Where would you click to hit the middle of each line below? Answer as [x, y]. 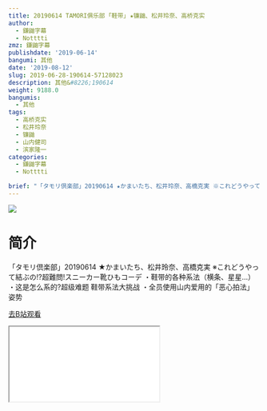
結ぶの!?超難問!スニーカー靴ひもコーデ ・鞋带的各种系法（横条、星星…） [135, 277]
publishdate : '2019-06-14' [53, 53]
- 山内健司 [31, 142]
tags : [17, 113]
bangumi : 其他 [31, 61]
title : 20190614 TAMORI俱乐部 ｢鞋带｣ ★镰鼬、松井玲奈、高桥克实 [107, 16]
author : [21, 23]
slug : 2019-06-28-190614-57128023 [66, 75]
